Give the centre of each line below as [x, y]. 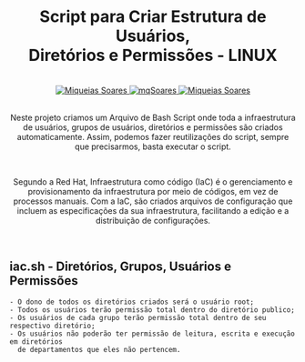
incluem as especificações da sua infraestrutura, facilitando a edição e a [153, 210]
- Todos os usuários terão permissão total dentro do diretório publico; [152, 310]
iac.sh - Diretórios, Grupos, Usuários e [121, 267]
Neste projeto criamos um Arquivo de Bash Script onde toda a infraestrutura [153, 117]
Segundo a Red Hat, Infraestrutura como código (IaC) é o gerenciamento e [153, 181]
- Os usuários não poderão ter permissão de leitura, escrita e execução [152, 334]
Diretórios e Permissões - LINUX [153, 55]
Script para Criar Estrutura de [153, 17]
